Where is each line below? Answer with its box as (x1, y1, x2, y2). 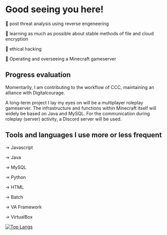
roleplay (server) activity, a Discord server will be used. (5, 116, 122, 122)
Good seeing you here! (5, 4, 104, 15)
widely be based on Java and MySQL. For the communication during (5, 110, 150, 116)
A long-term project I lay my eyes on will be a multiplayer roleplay (5, 99, 143, 105)
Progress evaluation (5, 71, 71, 79)
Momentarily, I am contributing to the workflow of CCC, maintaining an (5, 84, 155, 90)
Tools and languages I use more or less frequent (5, 131, 162, 139)
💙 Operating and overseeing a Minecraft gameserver (5, 55, 116, 62)
